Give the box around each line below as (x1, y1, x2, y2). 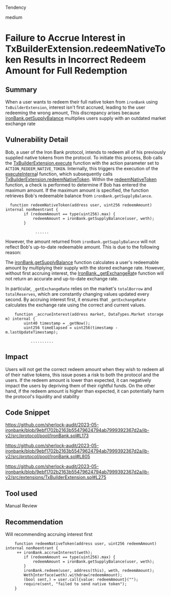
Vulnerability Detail (5, 135, 68, 144)
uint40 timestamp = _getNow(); (24, 320, 91, 326)
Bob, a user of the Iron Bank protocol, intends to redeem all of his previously (5, 149, 166, 155)
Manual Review (5, 503, 37, 509)
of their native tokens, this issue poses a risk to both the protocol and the (5, 372, 160, 378)
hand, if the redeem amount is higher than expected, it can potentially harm (5, 388, 164, 394)
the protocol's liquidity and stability (5, 393, 79, 399)
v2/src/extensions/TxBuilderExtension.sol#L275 (5, 474, 106, 481)
